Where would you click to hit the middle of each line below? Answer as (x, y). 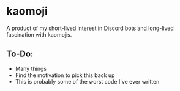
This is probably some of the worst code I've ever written (87, 81)
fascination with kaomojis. (39, 34)
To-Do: (20, 54)
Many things (31, 68)
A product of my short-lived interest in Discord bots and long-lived (90, 28)
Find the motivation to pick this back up (65, 75)
